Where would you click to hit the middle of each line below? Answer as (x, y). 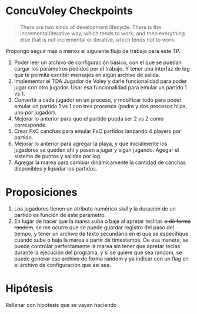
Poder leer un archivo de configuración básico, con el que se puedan (98, 62)
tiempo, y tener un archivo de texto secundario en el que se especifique (101, 233)
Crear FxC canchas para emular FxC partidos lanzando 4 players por (97, 131)
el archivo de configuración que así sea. (62, 265)
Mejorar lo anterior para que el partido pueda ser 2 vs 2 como (89, 118)
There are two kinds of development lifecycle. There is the (91, 27)
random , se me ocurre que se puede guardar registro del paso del (94, 227)
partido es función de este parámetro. (60, 215)
